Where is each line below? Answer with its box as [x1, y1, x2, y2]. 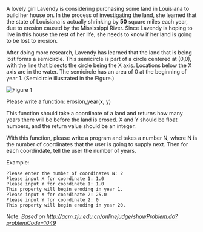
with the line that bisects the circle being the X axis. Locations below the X [6, 62, 192, 69]
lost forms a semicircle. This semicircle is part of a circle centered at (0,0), [6, 56, 192, 62]
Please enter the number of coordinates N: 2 [6, 170, 123, 176]
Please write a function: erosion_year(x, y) [6, 98, 111, 105]
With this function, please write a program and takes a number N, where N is [6, 134, 198, 141]
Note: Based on [6, 213, 45, 220]
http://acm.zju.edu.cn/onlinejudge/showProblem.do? [46, 213, 178, 220]
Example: [6, 159, 30, 166]
